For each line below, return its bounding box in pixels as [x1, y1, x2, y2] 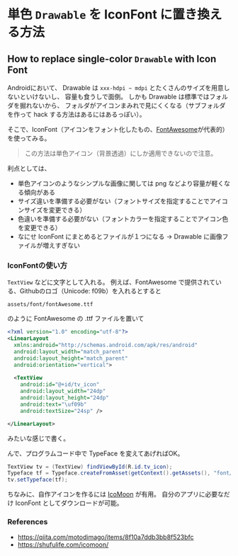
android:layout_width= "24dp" [20, 387, 106, 395]
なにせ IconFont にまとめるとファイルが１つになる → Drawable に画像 [17, 232, 222, 241]
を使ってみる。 [7, 134, 51, 142]
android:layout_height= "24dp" [20, 395, 110, 402]
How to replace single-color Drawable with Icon [7, 52, 217, 64]
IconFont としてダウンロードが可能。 [15, 499, 123, 507]
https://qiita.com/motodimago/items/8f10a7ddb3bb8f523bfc [17, 533, 194, 542]
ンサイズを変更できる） [17, 206, 86, 214]
